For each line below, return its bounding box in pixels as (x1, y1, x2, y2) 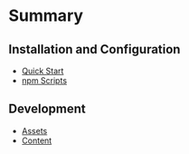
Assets (21, 125, 48, 136)
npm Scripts (21, 75, 68, 86)
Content (21, 135, 52, 146)
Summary (8, 5, 83, 26)
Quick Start (21, 65, 64, 76)
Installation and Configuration (8, 42, 181, 57)
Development (8, 101, 87, 117)
